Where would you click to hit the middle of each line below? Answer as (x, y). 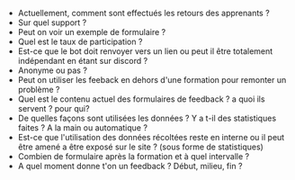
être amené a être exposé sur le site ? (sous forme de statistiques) (140, 147)
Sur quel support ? (52, 22)
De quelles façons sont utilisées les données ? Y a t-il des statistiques (147, 118)
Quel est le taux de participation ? (80, 41)
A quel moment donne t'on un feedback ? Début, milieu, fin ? (130, 166)
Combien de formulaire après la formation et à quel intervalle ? (134, 156)
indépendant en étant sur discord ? (83, 61)
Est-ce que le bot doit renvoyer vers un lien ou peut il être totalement (145, 51)
